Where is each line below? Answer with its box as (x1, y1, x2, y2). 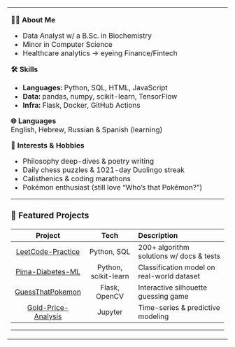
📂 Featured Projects (10, 210, 90, 221)
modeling (138, 311, 169, 321)
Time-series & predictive (138, 302, 220, 312)
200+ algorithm (138, 242, 190, 252)
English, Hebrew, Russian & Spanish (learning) (10, 125, 163, 134)
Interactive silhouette (138, 283, 208, 292)
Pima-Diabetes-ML (15, 267, 80, 276)
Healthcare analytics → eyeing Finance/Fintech (22, 48, 178, 58)
